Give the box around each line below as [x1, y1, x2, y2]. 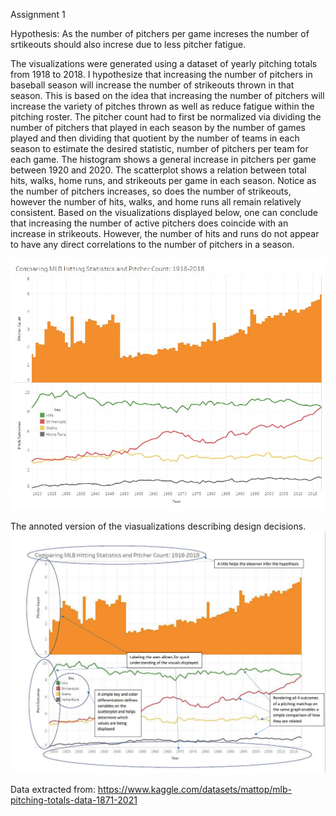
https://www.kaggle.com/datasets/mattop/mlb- [97, 783, 292, 795]
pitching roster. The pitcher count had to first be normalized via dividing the [10, 111, 322, 123]
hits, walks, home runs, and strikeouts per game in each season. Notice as [10, 175, 317, 186]
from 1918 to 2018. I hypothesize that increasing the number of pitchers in [10, 69, 313, 80]
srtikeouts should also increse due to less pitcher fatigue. [10, 39, 247, 50]
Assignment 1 [10, 9, 66, 20]
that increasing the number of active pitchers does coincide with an [10, 217, 289, 229]
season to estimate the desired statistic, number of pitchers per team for [10, 143, 309, 154]
